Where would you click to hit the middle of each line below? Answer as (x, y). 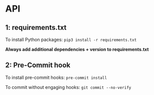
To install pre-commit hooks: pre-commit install (56, 77)
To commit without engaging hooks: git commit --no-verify (68, 87)
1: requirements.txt (36, 28)
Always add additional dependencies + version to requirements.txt (77, 49)
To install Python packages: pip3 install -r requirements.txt (71, 39)
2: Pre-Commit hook (38, 65)
